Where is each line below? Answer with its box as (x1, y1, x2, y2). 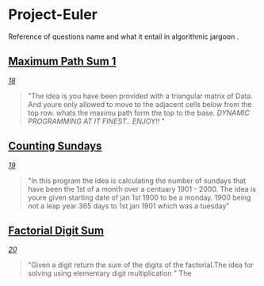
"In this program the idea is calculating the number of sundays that (27, 176, 247, 185)
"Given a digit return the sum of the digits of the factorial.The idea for (27, 260, 254, 270)
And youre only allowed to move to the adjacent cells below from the (27, 99, 252, 109)
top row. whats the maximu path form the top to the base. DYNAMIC (27, 108, 251, 117)
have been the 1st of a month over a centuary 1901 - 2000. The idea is (27, 184, 256, 193)
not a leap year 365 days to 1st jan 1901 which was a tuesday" (27, 200, 230, 211)
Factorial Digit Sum (8, 223, 105, 237)
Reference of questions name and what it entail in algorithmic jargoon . (8, 32, 239, 41)
